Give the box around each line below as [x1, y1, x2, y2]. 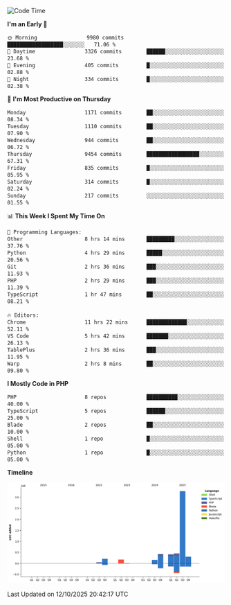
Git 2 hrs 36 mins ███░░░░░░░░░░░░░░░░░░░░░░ [7, 263, 225, 270]
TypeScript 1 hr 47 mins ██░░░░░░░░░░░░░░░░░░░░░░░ [7, 291, 225, 298]
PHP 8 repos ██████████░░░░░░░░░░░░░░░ [7, 394, 225, 401]
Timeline [7, 468, 33, 476]
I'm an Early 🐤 [7, 20, 48, 28]
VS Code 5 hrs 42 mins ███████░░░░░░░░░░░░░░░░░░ [7, 333, 225, 340]
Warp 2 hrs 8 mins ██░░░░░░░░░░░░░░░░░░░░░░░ [7, 360, 225, 367]
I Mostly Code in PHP [7, 380, 69, 387]
